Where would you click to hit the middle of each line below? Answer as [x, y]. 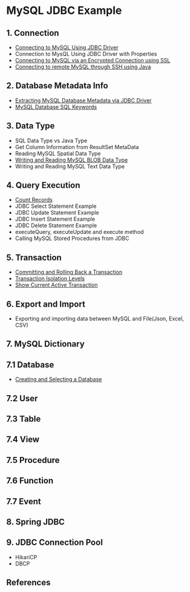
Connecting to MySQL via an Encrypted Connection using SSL [93, 60]
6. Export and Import [46, 304]
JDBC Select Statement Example [56, 206]
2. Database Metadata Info [57, 86]
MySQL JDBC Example [64, 11]
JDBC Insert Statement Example [55, 219]
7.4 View [23, 440]
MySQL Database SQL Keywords [56, 107]
